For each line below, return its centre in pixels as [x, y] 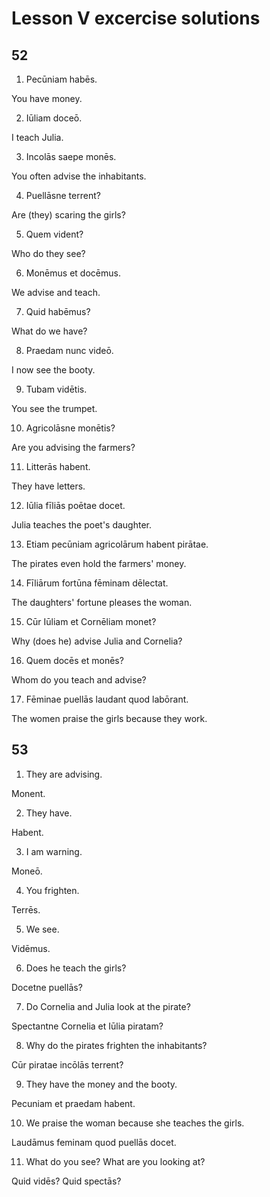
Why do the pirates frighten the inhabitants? [116, 1045]
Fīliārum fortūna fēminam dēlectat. [97, 583]
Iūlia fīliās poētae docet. [75, 505]
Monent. [28, 793]
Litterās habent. [58, 466]
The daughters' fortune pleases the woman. [102, 602]
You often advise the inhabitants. [79, 176]
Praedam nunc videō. [69, 350]
